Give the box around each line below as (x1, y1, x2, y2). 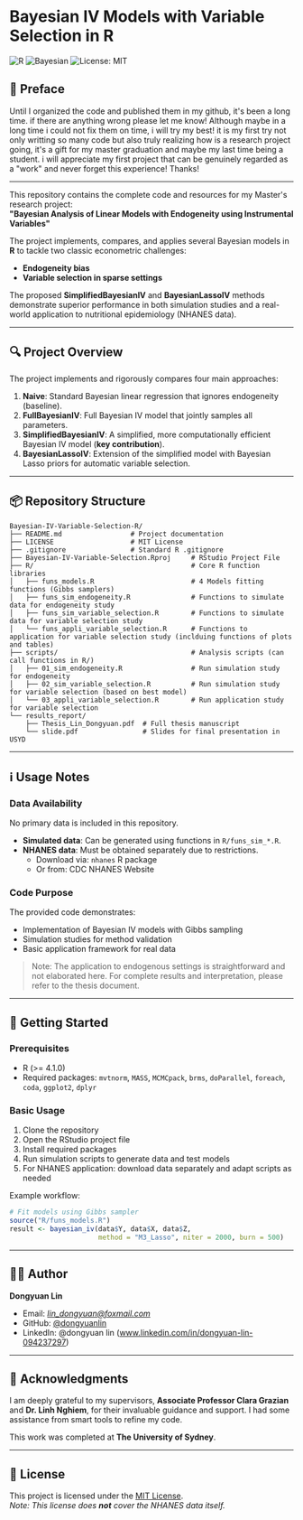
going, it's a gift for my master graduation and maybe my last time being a (9, 144, 284, 154)
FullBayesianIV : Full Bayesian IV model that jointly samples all (22, 409, 252, 421)
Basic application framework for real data (22, 944, 176, 955)
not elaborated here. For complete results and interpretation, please (31, 971, 284, 982)
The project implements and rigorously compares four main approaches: (9, 373, 279, 384)
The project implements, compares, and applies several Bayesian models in (9, 235, 290, 246)
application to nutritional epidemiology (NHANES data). (32, 309, 237, 320)
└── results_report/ (9, 712, 87, 721)
